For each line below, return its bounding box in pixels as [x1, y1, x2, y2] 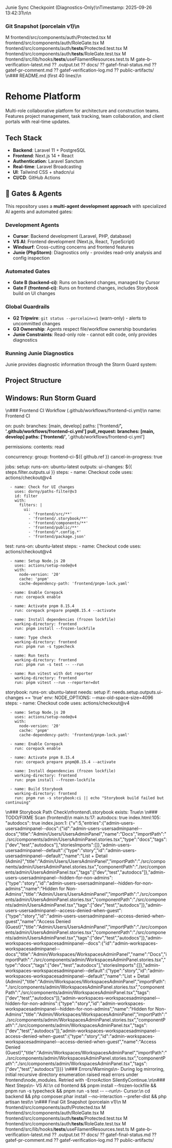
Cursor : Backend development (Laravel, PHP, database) [12, 233, 132, 239]
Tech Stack [5, 133, 42, 142]
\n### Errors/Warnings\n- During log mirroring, [64, 1066, 165, 1072]
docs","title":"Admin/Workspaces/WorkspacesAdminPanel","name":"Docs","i [5, 951, 167, 958]
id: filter [14, 493, 38, 499]
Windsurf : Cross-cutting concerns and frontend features [12, 244, 134, 250]
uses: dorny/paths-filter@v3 [14, 489, 77, 494]
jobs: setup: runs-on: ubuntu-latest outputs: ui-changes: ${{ [5, 464, 132, 470]
